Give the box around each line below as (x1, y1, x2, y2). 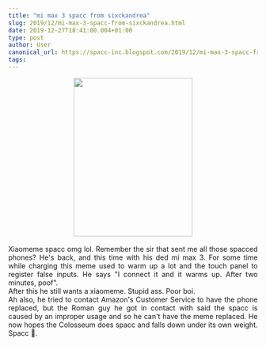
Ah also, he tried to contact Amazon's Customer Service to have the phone (8, 295, 258, 304)
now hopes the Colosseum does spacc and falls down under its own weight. (8, 320, 258, 329)
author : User (8, 41, 51, 49)
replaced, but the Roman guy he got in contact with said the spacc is (8, 302, 258, 313)
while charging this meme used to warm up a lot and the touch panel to (8, 260, 258, 270)
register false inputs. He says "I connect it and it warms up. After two (8, 269, 258, 279)
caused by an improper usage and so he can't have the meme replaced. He (8, 311, 258, 321)
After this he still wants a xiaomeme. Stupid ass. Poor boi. (8, 286, 196, 295)
